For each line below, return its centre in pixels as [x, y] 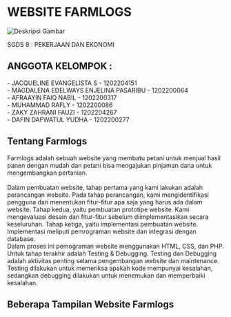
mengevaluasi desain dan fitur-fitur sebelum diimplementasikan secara [108, 217]
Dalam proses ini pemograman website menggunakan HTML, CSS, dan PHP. [115, 246]
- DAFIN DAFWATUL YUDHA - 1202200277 [68, 119]
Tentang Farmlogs [47, 141]
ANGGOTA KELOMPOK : [60, 66]
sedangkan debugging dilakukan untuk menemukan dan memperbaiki [106, 275]
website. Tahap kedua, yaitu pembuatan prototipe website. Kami [98, 209]
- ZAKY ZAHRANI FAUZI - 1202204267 [62, 112]
